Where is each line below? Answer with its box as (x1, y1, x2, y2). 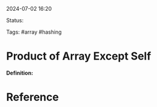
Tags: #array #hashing (6, 28, 62, 35)
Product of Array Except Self (6, 49, 152, 63)
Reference (6, 90, 59, 104)
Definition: (6, 69, 34, 76)
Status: (6, 17, 24, 23)
